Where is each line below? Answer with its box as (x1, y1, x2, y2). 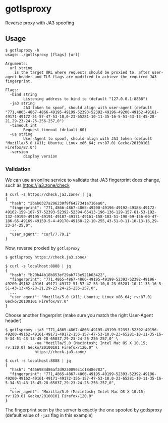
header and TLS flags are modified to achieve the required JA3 (18, 74, 157, 79)
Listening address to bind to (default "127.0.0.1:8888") (23, 96, 148, 101)
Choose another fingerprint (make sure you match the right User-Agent (5, 312, 153, 319)
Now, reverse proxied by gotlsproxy (5, 245, 80, 251)
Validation (5, 165, 31, 172)
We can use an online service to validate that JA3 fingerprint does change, (5, 177, 160, 183)
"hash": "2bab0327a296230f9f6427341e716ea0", (10, 201, 107, 206)
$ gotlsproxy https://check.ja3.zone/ (5, 255, 87, 260)
